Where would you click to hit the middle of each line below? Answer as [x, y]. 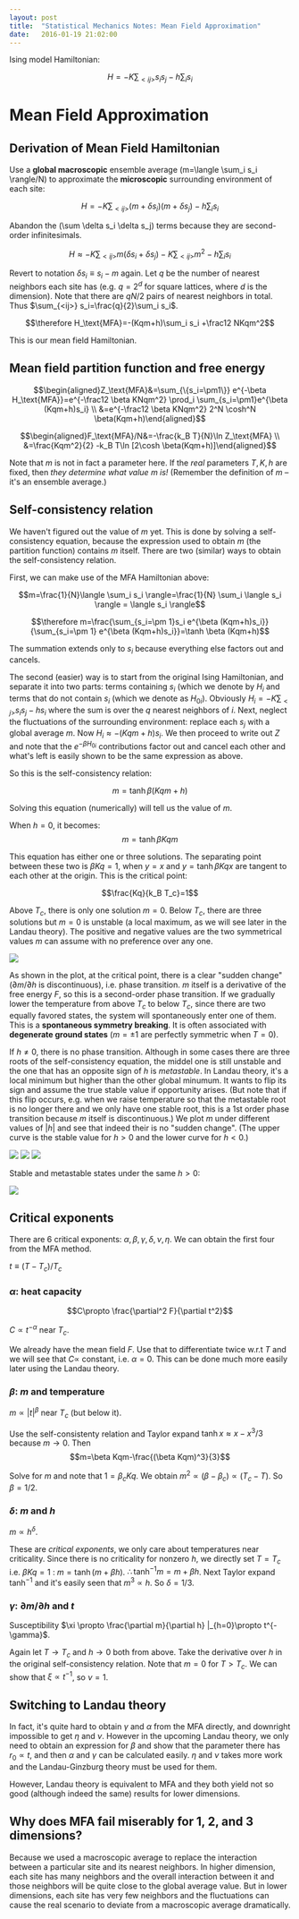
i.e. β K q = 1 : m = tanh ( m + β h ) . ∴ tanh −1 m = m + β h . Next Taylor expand [142, 1571]
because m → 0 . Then [50, 1443]
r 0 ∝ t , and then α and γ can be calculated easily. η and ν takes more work [146, 1756]
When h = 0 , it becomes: [55, 825]
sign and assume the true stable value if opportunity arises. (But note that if [148, 1089]
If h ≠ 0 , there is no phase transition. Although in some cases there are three [149, 1052]
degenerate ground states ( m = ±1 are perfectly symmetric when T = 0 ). [144, 1034]
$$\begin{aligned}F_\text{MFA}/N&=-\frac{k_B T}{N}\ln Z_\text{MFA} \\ [150, 436]
